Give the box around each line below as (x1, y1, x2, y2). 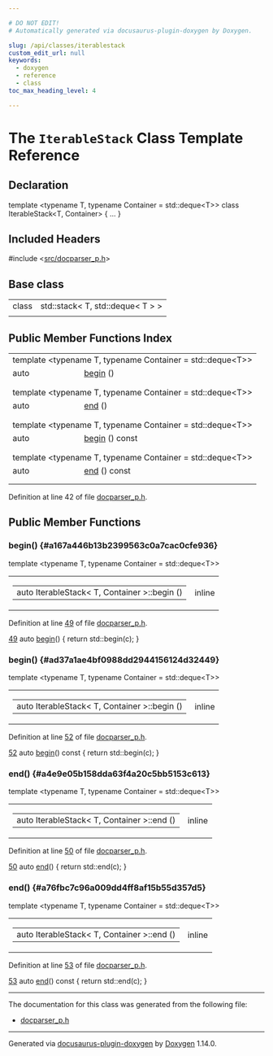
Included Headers (8, 233, 101, 247)
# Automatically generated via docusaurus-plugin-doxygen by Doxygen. (8, 26, 253, 35)
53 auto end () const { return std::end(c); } (8, 975, 148, 985)
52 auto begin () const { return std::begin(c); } (8, 748, 160, 757)
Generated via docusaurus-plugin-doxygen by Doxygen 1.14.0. (8, 1038, 217, 1048)
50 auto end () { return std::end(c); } (8, 862, 128, 871)
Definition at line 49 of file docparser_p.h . (8, 617, 148, 627)
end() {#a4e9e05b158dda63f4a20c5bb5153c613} (8, 768, 210, 779)
